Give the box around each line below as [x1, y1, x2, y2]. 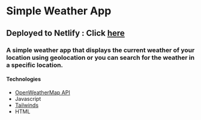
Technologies [6, 76, 41, 83]
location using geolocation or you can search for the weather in [6, 53, 195, 61]
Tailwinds [14, 101, 39, 109]
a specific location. [6, 61, 64, 69]
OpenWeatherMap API [14, 88, 70, 96]
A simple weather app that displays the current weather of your [6, 46, 195, 54]
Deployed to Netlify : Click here [6, 28, 125, 38]
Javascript [14, 95, 41, 102]
